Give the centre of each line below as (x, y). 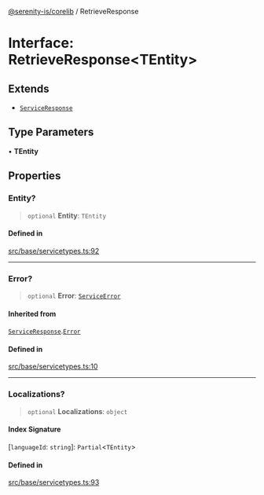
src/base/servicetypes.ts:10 (53, 367)
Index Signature (35, 429)
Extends (29, 88)
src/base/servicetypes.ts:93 (54, 482)
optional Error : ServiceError (74, 295)
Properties (35, 176)
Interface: (41, 43)
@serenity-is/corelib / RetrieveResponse (73, 11)
